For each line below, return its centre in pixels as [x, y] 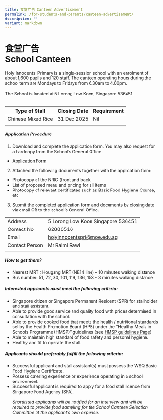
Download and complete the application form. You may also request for [83, 146]
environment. [25, 382]
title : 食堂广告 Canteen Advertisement [44, 10]
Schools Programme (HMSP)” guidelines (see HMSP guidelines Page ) [82, 332]
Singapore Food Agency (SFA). [43, 392]
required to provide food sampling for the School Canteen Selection [80, 407]
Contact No [21, 229]
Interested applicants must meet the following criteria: [62, 288]
